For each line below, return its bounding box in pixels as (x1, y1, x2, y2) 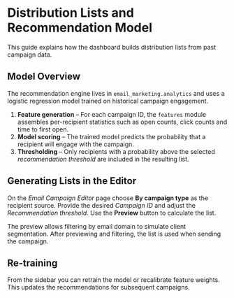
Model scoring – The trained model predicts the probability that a (17, 132, 206, 141)
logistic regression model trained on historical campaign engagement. (7, 97, 209, 105)
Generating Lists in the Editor (7, 175, 137, 187)
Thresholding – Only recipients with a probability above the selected (17, 147, 215, 155)
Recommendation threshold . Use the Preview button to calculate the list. (7, 208, 217, 217)
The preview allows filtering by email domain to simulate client (7, 222, 187, 230)
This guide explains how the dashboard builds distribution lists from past (7, 43, 217, 51)
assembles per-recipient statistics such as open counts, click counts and (17, 118, 228, 126)
